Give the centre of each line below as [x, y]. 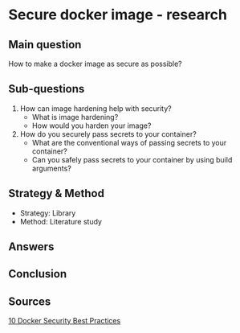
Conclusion [38, 274]
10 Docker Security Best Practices [65, 321]
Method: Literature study [61, 221]
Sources [30, 301]
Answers [31, 247]
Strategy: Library [48, 213]
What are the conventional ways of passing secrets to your [129, 142]
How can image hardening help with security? [96, 108]
